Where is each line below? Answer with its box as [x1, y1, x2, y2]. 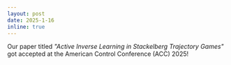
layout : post [7, 10, 45, 17]
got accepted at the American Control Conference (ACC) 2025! [7, 50, 189, 58]
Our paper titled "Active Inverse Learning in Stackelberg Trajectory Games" [7, 43, 225, 51]
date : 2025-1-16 [7, 17, 54, 24]
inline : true [7, 23, 45, 30]
